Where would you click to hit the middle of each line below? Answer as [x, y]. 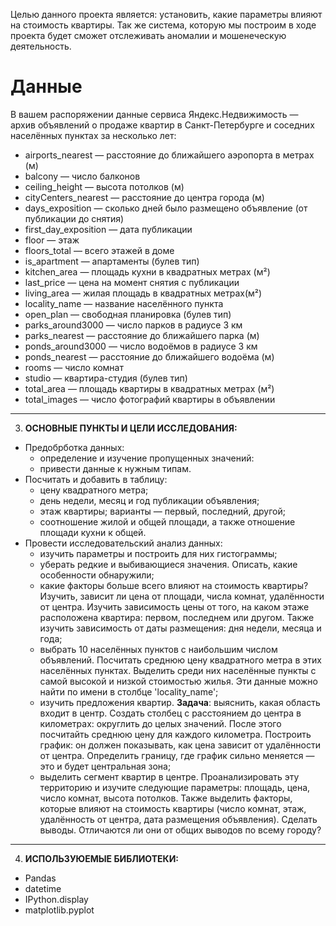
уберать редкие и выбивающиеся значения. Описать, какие [168, 564]
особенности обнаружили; [97, 575]
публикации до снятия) [74, 218]
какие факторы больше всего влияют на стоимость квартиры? [174, 585]
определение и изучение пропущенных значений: [147, 458]
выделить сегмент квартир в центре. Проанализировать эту [169, 776]
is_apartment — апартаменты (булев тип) [112, 261]
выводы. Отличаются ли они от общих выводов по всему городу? [180, 830]
